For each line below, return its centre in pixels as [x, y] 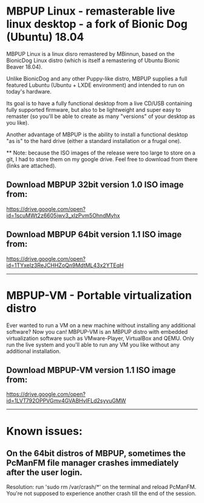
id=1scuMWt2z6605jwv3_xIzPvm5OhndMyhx [63, 215]
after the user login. [45, 472]
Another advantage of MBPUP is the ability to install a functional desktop [97, 134]
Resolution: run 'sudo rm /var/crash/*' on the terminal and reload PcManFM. [101, 487]
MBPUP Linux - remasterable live [91, 11]
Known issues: [45, 431]
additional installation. [34, 351]
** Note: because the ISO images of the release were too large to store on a [101, 153]
